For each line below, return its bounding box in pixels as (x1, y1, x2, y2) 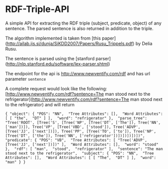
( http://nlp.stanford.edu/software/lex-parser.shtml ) (5, 61, 110, 67)
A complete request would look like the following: (5, 85, 107, 91)
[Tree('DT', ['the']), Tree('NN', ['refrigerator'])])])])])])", (5, 133, 145, 138)
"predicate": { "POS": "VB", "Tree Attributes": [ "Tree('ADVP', (5, 137, 147, 142)
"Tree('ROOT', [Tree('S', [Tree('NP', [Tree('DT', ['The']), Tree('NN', (5, 120, 161, 125)
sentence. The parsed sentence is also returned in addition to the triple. (5, 25, 153, 31)
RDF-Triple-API (5, 4, 69, 15)
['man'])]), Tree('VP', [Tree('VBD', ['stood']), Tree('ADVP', (5, 124, 141, 129)
